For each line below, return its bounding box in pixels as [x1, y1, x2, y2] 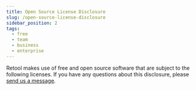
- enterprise [11, 48, 44, 54]
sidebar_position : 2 [6, 20, 58, 26]
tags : [6, 25, 20, 32]
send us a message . [6, 77, 56, 84]
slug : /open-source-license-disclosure [6, 14, 106, 20]
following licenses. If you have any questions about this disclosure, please [6, 70, 189, 78]
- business [11, 43, 39, 49]
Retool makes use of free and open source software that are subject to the [6, 64, 190, 71]
